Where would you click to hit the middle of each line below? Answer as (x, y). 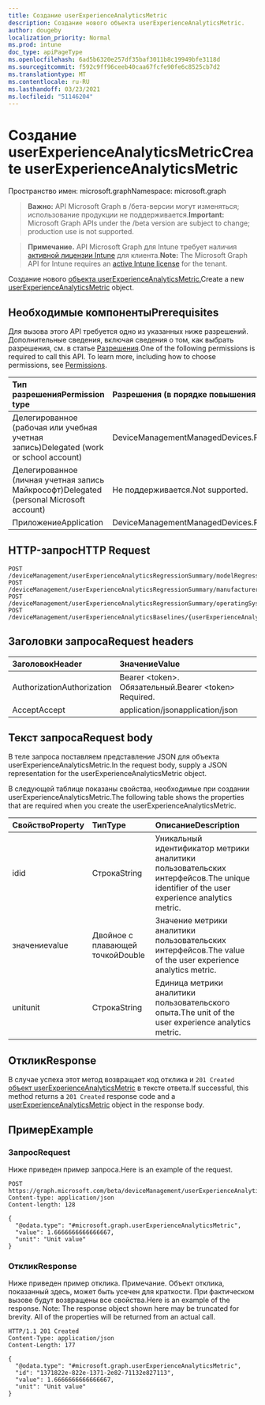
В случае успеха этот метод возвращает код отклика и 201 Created (121, 1080)
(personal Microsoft (49, 500)
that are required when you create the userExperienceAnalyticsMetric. (122, 806)
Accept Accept (39, 710)
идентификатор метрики (202, 849)
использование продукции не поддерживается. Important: (126, 215)
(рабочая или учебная (55, 428)
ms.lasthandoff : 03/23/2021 (54, 89)
